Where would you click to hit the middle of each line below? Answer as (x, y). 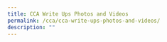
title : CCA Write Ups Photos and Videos (68, 14)
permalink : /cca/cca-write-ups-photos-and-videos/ (84, 21)
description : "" (31, 27)
